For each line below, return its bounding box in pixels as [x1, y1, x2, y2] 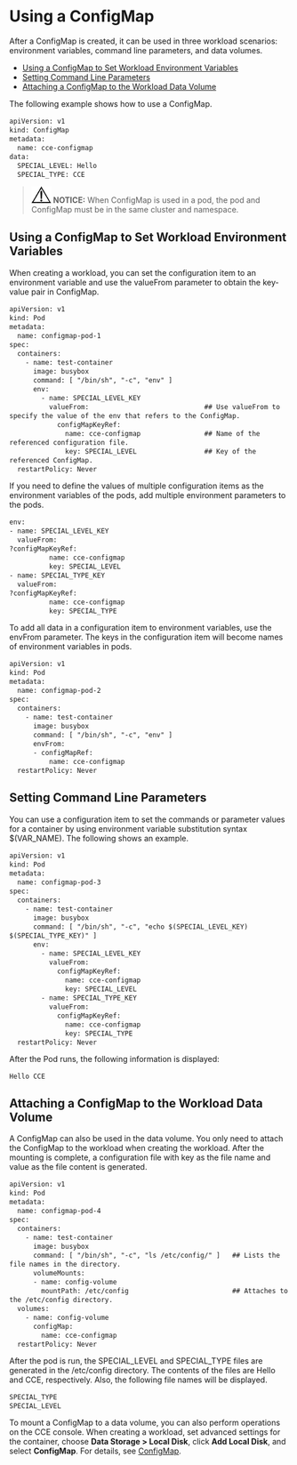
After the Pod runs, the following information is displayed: [9, 1053, 220, 1064]
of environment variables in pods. [9, 640, 132, 651]
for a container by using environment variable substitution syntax [9, 823, 247, 833]
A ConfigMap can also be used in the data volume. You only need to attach [9, 1133, 284, 1144]
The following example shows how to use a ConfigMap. [9, 98, 213, 109]
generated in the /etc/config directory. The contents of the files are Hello [9, 1365, 276, 1376]
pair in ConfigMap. [30, 286, 100, 297]
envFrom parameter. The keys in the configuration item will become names [9, 632, 284, 642]
